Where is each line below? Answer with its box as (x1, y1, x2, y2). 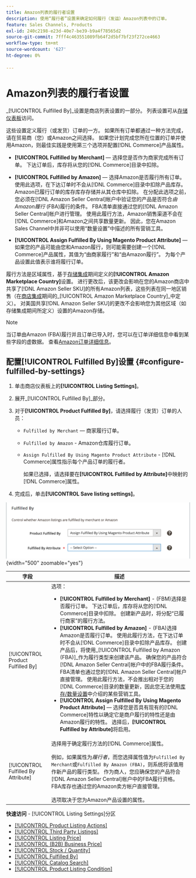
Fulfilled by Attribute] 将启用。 (60, 725, 134, 732)
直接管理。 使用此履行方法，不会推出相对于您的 (60, 676, 174, 683)
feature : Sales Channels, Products (6, 22, 93, 27)
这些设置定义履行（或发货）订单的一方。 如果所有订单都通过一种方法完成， (6, 126, 187, 134)
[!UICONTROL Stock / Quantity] (14, 847, 90, 854)
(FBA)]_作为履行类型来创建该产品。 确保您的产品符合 (60, 653, 187, 660)
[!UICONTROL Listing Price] (14, 834, 82, 842)
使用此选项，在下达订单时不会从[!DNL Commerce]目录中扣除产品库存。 (14, 181, 187, 188)
